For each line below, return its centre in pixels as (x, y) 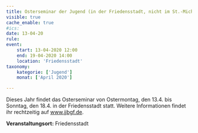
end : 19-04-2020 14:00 (44, 56)
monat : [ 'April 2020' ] (44, 77)
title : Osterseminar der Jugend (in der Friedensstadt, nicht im (88, 12)
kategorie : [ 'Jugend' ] (44, 72)
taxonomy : (18, 66)
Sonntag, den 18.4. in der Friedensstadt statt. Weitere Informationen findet (96, 106)
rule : (13, 39)
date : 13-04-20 (25, 34)
